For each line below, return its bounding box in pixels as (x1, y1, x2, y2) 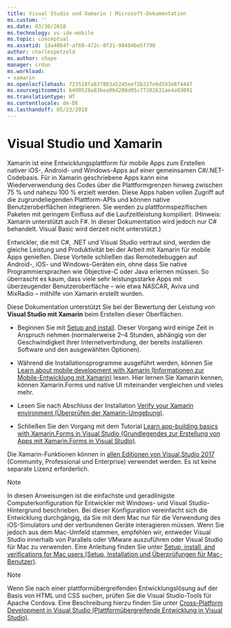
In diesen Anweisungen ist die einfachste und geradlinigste (7, 491, 175, 500)
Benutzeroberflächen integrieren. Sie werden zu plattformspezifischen (7, 203, 208, 211)
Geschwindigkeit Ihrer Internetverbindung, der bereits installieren (17, 338, 203, 346)
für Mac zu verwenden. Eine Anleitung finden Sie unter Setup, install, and (7, 543, 215, 551)
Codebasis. (7, 173, 40, 181)
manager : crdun (7, 61, 51, 68)
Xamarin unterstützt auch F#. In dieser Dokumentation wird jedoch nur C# (7, 217, 217, 225)
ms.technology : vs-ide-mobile (7, 29, 94, 37)
